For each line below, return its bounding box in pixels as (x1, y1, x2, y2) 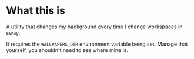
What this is (6, 4, 66, 17)
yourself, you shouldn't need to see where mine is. (6, 46, 128, 53)
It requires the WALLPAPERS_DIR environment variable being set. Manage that (6, 40, 188, 47)
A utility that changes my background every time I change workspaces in (6, 23, 183, 30)
